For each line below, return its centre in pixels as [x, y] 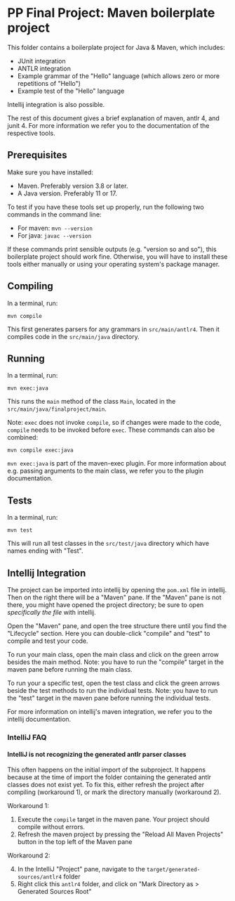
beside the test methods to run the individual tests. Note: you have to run [113, 690]
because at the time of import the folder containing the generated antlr [109, 777]
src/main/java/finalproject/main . [57, 409]
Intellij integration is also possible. [56, 104]
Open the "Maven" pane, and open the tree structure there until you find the [117, 626]
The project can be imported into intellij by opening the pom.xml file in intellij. [117, 590]
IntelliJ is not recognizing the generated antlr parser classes [97, 754]
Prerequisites [37, 155]
